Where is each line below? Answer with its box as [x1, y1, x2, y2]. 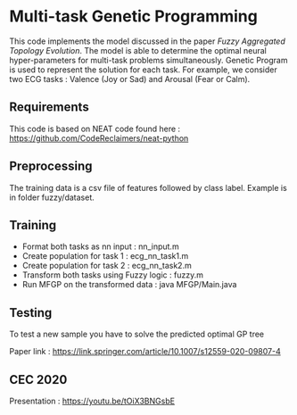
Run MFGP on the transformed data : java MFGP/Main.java [21, 279, 237, 290]
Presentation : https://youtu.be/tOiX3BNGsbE [9, 395, 176, 406]
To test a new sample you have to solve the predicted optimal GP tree [9, 328, 265, 340]
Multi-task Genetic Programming [9, 6, 259, 27]
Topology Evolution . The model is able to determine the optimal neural [9, 45, 268, 55]
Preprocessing [9, 159, 93, 174]
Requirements [9, 100, 89, 115]
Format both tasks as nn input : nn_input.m [21, 241, 180, 252]
